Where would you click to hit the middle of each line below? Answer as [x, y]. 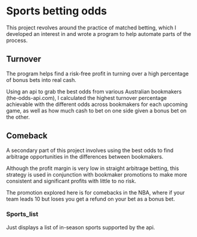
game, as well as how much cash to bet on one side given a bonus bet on [96, 110]
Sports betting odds [57, 11]
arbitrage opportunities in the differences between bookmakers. [85, 156]
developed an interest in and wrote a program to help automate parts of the [99, 34]
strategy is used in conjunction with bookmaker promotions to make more [97, 174]
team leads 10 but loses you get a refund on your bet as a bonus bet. [90, 199]
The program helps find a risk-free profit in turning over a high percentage [98, 74]
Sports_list [22, 214]
